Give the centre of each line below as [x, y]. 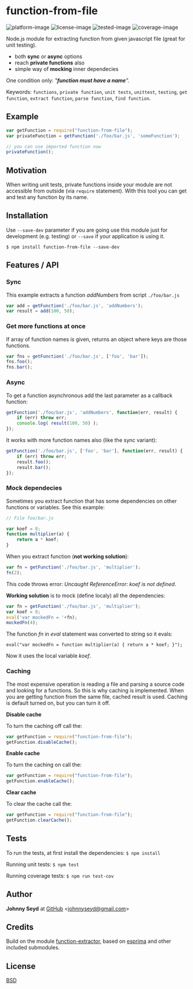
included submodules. [33, 948]
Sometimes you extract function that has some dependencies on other [91, 501]
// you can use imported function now [54, 147]
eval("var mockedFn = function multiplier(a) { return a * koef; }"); [94, 645]
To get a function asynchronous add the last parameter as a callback [89, 395]
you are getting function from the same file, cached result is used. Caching [97, 697]
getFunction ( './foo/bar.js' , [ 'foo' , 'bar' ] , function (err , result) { [94, 451]
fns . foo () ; [19, 362]
